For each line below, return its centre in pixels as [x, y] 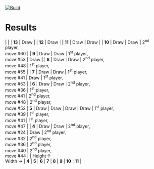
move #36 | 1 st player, [27, 89]
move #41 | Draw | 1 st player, [34, 77]
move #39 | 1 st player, [27, 114]
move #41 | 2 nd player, [28, 95]
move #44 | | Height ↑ [28, 156]
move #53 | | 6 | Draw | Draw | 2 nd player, [48, 83]
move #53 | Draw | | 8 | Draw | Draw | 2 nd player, [55, 59]
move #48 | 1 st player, [27, 65]
